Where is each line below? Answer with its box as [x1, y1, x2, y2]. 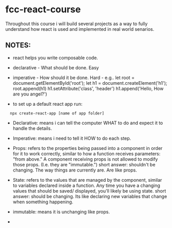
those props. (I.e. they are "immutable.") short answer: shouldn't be [12, 161, 156, 167]
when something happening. [12, 199, 73, 205]
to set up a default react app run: [12, 101, 83, 107]
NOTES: [5, 41, 31, 50]
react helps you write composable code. [12, 54, 99, 61]
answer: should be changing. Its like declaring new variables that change [12, 193, 167, 199]
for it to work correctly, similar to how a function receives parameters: [12, 150, 161, 157]
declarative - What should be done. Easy [12, 64, 99, 70]
